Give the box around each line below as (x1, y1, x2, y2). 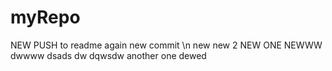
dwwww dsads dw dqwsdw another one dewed (10, 49, 207, 61)
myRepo (10, 6, 81, 29)
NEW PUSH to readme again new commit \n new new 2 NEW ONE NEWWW (10, 39, 323, 51)
